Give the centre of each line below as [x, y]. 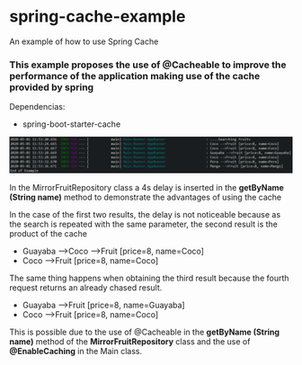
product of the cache [49, 234]
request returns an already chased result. [86, 288]
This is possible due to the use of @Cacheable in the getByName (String [145, 332]
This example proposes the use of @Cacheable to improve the [148, 65]
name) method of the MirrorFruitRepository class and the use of [130, 342]
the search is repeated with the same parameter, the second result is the [144, 224]
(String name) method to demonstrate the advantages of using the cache [146, 197]
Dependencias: [37, 107]
